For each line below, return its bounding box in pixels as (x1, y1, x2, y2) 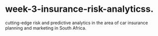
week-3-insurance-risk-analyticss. (5, 3, 154, 15)
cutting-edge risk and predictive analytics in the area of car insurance (5, 20, 148, 26)
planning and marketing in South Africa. (5, 25, 86, 31)
